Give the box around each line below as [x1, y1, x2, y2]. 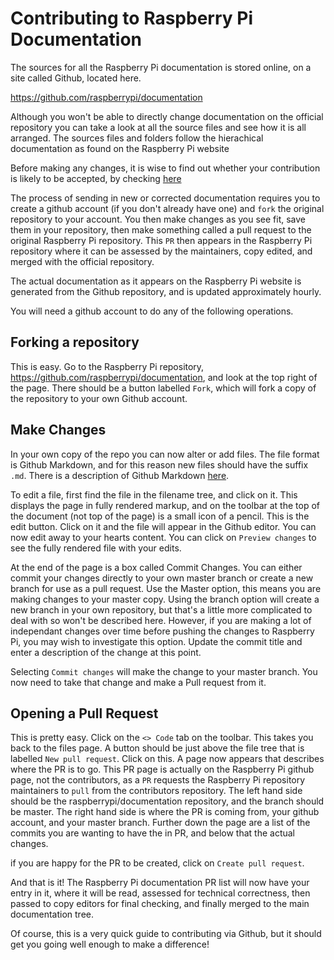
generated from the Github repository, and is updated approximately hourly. [10, 285, 322, 297]
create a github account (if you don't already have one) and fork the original [10, 202, 325, 214]
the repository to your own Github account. [10, 392, 188, 404]
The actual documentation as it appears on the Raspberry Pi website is [10, 275, 302, 287]
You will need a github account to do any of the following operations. [10, 305, 294, 317]
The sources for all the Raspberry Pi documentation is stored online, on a [10, 61, 312, 73]
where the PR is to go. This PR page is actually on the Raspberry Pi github [10, 763, 315, 776]
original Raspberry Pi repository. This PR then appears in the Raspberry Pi [10, 234, 313, 246]
